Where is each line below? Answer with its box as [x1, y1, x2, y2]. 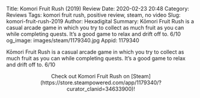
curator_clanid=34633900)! [67, 85, 135, 92]
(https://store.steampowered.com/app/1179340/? [40, 79, 162, 86]
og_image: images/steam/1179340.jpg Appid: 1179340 [6, 37, 139, 44]
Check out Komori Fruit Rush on [50, 73, 130, 79]
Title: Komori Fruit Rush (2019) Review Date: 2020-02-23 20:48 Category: [6, 5, 189, 12]
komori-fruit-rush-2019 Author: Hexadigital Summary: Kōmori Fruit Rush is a [6, 18, 194, 24]
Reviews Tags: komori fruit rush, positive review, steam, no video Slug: [6, 11, 181, 19]
